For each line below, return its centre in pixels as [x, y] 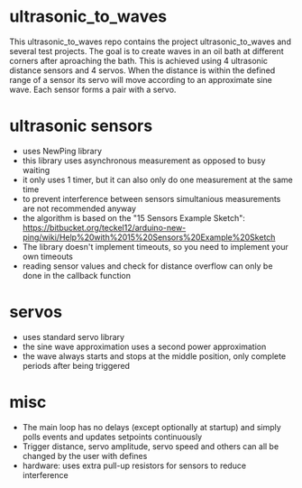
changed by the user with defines [85, 456]
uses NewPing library [62, 151]
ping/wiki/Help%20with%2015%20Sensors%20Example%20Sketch [149, 237]
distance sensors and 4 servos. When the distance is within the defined [142, 70]
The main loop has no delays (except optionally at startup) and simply [151, 427]
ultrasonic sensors [81, 126]
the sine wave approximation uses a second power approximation [144, 346]
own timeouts [48, 256]
